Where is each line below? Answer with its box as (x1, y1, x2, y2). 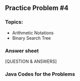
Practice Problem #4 (5, 4, 69, 12)
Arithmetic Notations (12, 29, 54, 36)
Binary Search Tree (12, 35, 51, 41)
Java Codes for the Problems (5, 71, 76, 78)
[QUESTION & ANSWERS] (5, 58, 57, 64)
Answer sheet (5, 47, 39, 54)
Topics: (5, 19, 23, 26)
